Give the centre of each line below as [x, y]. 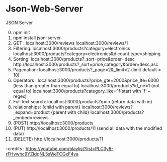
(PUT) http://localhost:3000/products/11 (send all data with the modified [88, 128]
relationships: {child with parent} [47, 107]
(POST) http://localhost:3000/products [53, 123]
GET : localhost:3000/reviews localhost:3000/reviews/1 [70, 43]
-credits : [15, 148]
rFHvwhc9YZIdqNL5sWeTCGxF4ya [42, 154]
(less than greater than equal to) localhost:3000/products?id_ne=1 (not [86, 85]
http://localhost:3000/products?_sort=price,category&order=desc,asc [86, 64]
